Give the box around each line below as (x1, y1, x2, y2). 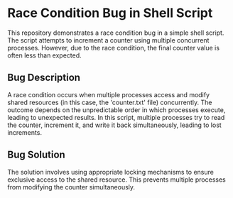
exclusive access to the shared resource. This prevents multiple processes (7, 175, 226, 184)
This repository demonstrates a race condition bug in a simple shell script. (7, 28, 224, 37)
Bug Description (7, 72, 80, 84)
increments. (7, 128, 43, 136)
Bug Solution (7, 149, 65, 161)
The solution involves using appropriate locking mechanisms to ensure (7, 167, 215, 176)
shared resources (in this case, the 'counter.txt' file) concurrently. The (7, 98, 212, 106)
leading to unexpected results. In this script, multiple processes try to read (7, 113, 225, 121)
